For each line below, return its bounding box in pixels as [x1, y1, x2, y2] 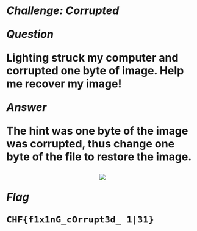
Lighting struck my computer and [6, 51, 179, 65]
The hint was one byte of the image [6, 124, 188, 138]
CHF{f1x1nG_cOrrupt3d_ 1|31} [6, 214, 154, 226]
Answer [6, 101, 47, 115]
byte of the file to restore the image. [6, 150, 192, 164]
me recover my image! [6, 77, 122, 91]
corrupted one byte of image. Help [6, 64, 184, 78]
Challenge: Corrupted [6, 4, 120, 18]
